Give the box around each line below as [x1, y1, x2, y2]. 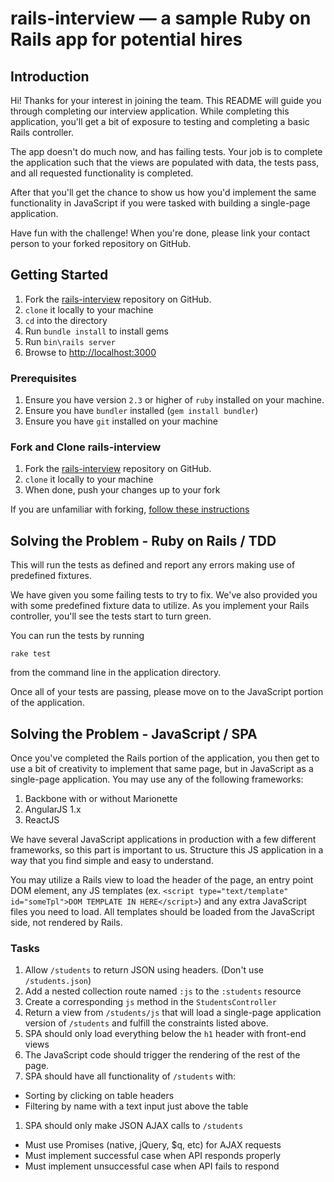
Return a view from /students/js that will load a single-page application [24, 1007, 322, 1019]
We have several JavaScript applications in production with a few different [10, 833, 317, 846]
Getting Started [10, 267, 109, 284]
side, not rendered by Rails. [10, 917, 123, 929]
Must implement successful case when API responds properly [24, 1150, 282, 1162]
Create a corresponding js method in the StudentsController [24, 996, 277, 1008]
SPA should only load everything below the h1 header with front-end [24, 1028, 307, 1040]
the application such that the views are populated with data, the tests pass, [10, 157, 320, 168]
